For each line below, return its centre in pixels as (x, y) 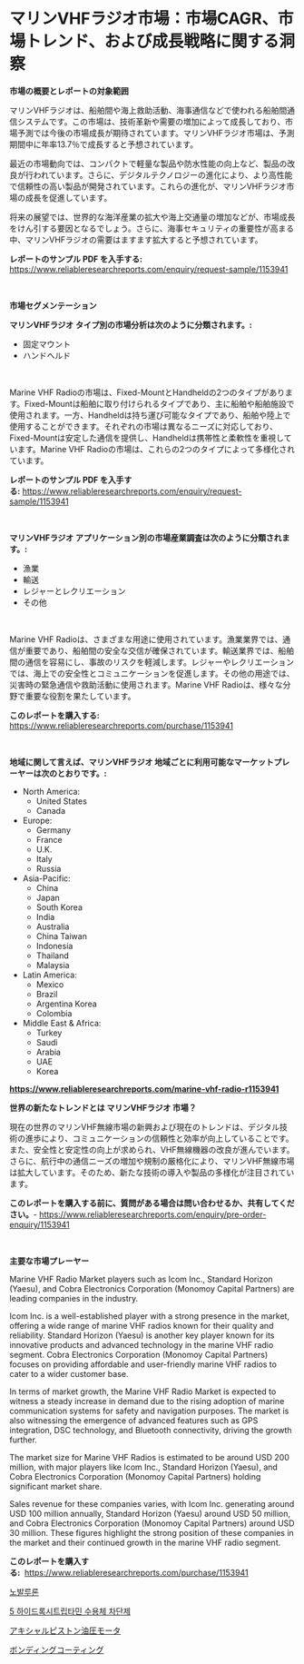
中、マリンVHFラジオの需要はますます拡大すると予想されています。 (136, 239)
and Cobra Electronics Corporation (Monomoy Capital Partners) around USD (152, 1523)
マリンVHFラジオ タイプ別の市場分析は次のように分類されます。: (131, 324)
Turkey (49, 1033)
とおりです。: (82, 773)
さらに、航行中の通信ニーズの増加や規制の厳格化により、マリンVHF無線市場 (152, 1161)
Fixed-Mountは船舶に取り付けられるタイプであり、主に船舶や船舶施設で (159, 403)
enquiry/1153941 (39, 1224)
